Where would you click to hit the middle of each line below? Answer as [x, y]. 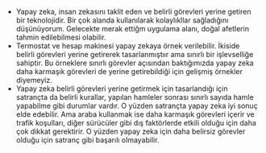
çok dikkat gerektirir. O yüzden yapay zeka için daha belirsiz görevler [131, 131]
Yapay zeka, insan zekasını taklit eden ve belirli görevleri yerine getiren [133, 12]
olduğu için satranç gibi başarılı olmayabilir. [87, 140]
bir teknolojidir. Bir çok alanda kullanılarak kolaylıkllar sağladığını [122, 20]
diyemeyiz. [34, 80]
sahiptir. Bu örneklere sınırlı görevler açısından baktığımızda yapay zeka [135, 63]
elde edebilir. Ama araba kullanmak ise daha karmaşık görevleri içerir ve [135, 114]
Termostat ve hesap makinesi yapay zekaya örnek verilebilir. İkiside [128, 46]
